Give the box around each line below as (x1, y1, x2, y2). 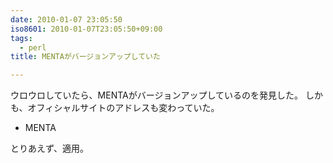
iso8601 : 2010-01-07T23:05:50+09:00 (10, 24, 163, 34)
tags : (10, 33, 33, 43)
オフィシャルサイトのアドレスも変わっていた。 (27, 102, 220, 114)
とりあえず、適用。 (10, 142, 90, 155)
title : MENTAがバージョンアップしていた (10, 52, 161, 62)
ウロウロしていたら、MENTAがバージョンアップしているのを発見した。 (10, 89, 303, 101)
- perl (19, 42, 47, 53)
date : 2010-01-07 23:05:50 (10, 14, 123, 25)
